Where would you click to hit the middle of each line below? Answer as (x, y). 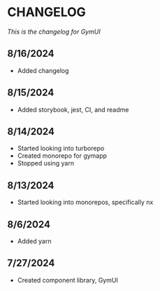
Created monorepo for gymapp (62, 156)
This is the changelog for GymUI (54, 32)
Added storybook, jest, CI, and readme (73, 109)
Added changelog (43, 70)
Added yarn (34, 241)
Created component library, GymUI (68, 280)
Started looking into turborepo (61, 149)
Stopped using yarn (46, 163)
